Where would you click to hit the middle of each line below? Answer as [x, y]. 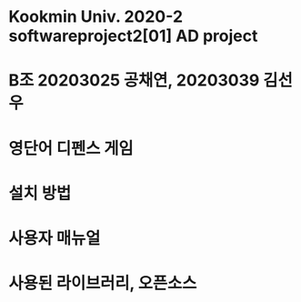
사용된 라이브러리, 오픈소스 [103, 283]
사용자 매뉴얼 [55, 238]
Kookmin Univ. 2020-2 [96, 17]
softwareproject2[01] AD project [133, 36]
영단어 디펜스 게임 [71, 148]
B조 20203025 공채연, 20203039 [134, 81]
